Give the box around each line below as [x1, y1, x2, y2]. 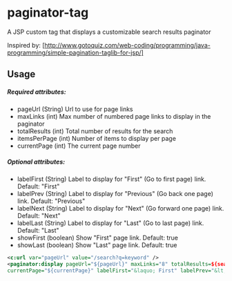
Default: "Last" [17, 226, 60, 235]
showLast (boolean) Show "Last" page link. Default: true [17, 241, 177, 249]
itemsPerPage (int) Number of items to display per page [17, 135, 176, 143]
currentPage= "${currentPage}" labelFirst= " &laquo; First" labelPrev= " [7, 267, 215, 274]
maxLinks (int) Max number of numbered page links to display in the [17, 113, 211, 121]
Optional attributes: [7, 157, 66, 166]
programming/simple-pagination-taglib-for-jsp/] [7, 48, 144, 57]
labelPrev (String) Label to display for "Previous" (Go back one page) [17, 190, 214, 198]
